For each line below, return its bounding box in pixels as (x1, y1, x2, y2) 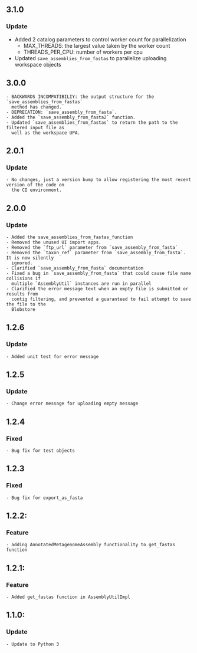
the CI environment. (11, 187, 62, 193)
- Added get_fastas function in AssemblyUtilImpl (6, 594, 131, 600)
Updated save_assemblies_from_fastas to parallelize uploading (14, 54, 167, 61)
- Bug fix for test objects (6, 448, 75, 454)
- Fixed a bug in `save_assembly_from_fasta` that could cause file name (6, 270, 192, 276)
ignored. (11, 260, 33, 266)
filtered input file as (6, 124, 65, 130)
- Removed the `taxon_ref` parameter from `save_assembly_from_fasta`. (6, 250, 186, 255)
